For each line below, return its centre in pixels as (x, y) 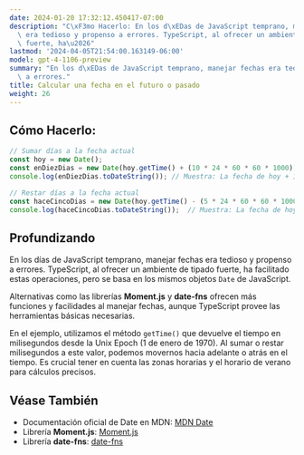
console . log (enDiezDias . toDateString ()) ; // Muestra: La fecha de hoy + (149, 176)
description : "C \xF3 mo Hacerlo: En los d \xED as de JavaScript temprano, (149, 26)
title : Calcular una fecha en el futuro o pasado (105, 85)
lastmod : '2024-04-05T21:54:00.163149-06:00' (96, 52)
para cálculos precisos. (53, 372)
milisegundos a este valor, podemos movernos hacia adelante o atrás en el (148, 353)
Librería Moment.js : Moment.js (80, 432)
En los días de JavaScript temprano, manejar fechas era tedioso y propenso (151, 260)
